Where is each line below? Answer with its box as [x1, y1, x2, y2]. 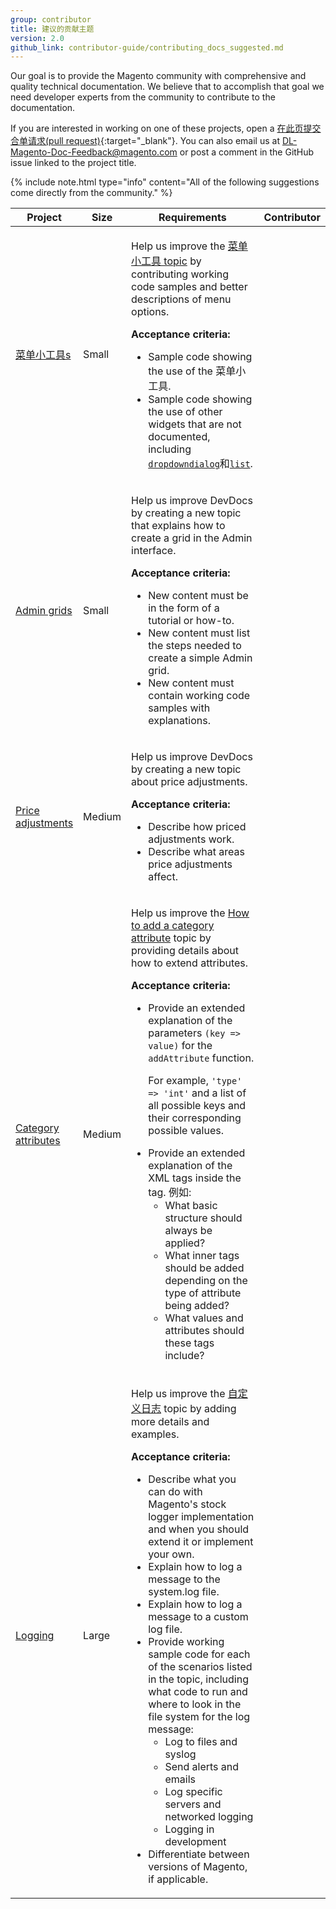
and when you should [148, 1522, 250, 1536]
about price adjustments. [131, 775, 248, 789]
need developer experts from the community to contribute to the [10, 91, 276, 103]
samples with [148, 701, 211, 715]
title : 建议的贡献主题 [10, 24, 95, 34]
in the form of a [148, 601, 220, 615]
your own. [148, 1547, 195, 1561]
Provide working [148, 1635, 225, 1649]
